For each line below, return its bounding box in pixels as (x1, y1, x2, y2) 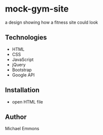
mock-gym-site (5, 3, 69, 15)
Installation (5, 86, 40, 94)
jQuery (12, 61, 26, 67)
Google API (12, 72, 35, 78)
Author (5, 113, 27, 121)
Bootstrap (12, 67, 32, 73)
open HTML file (12, 99, 44, 105)
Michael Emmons (5, 126, 40, 132)
